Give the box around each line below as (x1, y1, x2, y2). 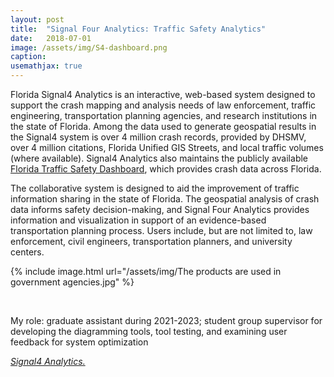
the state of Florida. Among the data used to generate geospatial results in (10, 121, 317, 132)
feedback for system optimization (10, 336, 149, 348)
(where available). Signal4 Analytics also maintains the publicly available (10, 152, 308, 164)
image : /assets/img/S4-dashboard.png (10, 42, 168, 53)
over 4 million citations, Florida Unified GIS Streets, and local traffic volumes (10, 142, 324, 153)
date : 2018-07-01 (10, 33, 92, 43)
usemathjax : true (10, 61, 83, 71)
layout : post (10, 14, 65, 25)
